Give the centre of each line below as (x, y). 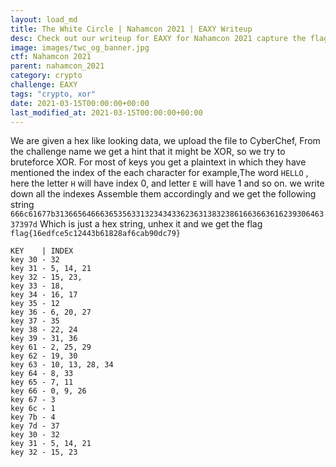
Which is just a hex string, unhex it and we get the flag (151, 224)
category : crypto (46, 76)
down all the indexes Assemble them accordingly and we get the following (163, 194)
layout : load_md (44, 19)
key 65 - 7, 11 (42, 382)
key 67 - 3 (33, 400)
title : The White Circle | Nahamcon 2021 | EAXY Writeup (131, 29)
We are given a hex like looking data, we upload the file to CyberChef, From (165, 141)
